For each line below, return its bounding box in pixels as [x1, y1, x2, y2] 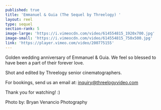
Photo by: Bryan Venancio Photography [5, 99, 88, 105]
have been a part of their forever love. [5, 59, 85, 66]
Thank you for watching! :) [5, 89, 61, 95]
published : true [5, 7, 39, 13]
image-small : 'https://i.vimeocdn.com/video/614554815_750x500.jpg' [5, 36, 153, 41]
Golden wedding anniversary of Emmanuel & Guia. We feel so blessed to [5, 54, 156, 60]
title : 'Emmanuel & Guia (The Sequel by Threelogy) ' [5, 12, 122, 17]
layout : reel [5, 17, 33, 22]
